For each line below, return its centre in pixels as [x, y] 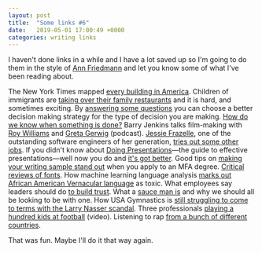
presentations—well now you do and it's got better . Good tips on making [125, 159]
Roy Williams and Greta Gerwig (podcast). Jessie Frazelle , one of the [120, 134]
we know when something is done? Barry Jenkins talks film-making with [125, 125]
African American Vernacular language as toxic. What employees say [120, 183]
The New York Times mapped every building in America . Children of [118, 92]
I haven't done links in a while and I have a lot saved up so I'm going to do [127, 60]
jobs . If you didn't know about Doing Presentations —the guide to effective [128, 150]
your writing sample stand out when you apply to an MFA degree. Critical [126, 167]
